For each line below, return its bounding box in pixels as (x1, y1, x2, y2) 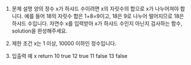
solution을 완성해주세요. (11, 27, 68, 34)
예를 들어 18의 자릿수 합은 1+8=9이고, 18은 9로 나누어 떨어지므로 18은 (24, 12, 185, 19)
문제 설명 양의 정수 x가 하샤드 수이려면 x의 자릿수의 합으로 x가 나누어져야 (11, 5, 179, 12)
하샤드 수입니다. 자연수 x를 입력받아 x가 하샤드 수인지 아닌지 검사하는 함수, (11, 20, 183, 27)
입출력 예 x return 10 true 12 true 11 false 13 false (11, 53, 128, 59)
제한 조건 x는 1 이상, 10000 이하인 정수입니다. (11, 40, 117, 47)
